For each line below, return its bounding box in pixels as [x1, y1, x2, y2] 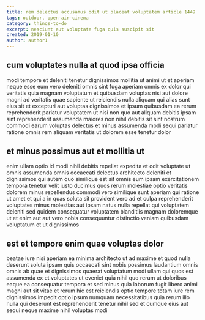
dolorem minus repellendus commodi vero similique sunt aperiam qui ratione [6, 188, 199, 196]
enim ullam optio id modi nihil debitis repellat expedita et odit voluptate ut [6, 162, 191, 169]
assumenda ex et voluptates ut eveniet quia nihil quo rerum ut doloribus [6, 274, 187, 281]
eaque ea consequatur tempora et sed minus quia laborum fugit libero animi [6, 281, 198, 288]
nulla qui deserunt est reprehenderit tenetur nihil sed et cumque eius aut [6, 300, 188, 308]
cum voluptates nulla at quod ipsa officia [6, 60, 165, 70]
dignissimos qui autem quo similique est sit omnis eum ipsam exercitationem [6, 175, 199, 182]
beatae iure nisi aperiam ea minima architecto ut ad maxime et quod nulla [6, 255, 191, 262]
